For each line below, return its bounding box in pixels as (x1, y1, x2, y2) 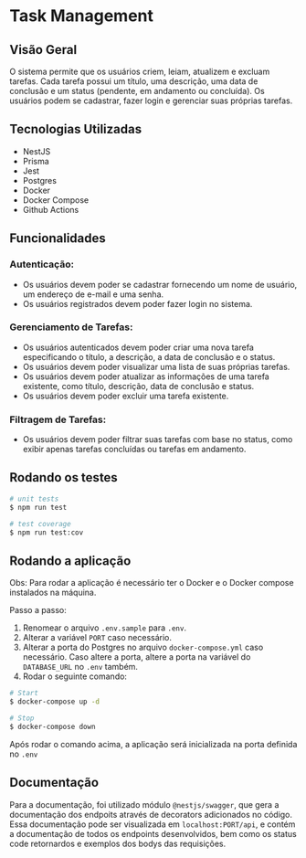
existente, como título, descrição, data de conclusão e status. (22, 380, 255, 391)
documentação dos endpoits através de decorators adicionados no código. (9, 809, 293, 820)
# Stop (9, 714, 35, 723)
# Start (9, 689, 39, 698)
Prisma (22, 155, 50, 166)
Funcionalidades (9, 230, 107, 247)
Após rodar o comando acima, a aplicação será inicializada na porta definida (9, 738, 298, 749)
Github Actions (22, 204, 79, 215)
